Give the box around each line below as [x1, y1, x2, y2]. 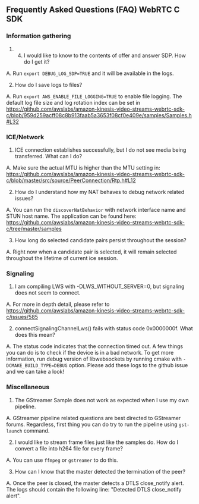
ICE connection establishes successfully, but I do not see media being [14, 146, 187, 154]
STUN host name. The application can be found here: [6, 212, 137, 220]
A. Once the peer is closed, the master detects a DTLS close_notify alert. [6, 479, 184, 487]
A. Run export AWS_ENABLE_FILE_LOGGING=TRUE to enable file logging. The [6, 92, 182, 100]
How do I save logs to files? [14, 81, 83, 88]
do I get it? [23, 58, 50, 65]
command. [23, 427, 50, 434]
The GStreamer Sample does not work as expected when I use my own [14, 396, 189, 403]
